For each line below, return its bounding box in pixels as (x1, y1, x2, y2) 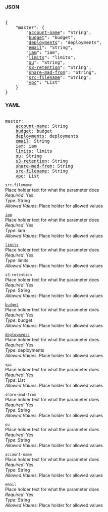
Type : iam (5, 227, 26, 233)
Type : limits (5, 257, 29, 263)
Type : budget (5, 317, 33, 323)
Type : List (5, 377, 25, 383)
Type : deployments (5, 347, 45, 353)
